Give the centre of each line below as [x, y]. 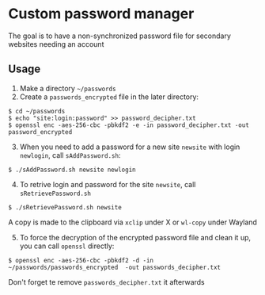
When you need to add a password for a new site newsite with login [130, 147]
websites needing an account [56, 44]
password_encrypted [40, 132]
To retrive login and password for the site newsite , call [108, 184]
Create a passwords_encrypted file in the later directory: [109, 97]
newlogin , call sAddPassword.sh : [70, 155]
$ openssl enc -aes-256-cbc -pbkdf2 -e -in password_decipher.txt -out [129, 125]
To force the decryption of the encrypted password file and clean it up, [135, 237]
